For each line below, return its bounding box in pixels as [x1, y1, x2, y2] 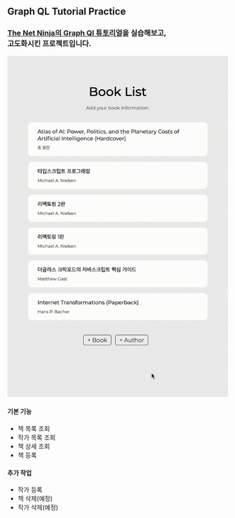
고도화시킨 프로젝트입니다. [7, 39, 92, 49]
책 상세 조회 [17, 442, 51, 450]
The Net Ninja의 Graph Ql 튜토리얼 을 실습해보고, [7, 28, 167, 38]
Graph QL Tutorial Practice [7, 6, 126, 18]
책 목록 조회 [17, 424, 51, 432]
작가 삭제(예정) [17, 503, 59, 512]
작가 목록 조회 [17, 433, 56, 442]
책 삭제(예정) [17, 495, 53, 503]
